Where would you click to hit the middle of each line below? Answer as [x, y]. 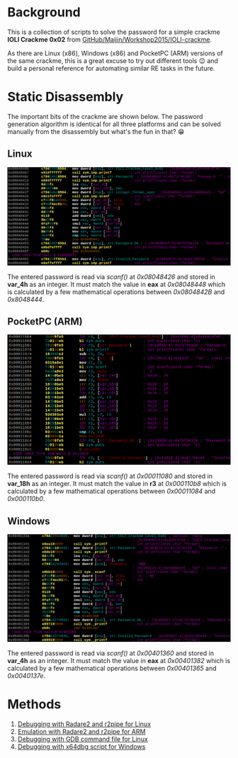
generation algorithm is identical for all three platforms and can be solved [114, 124]
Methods [34, 705]
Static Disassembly [66, 97]
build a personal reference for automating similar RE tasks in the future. [111, 68]
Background [44, 12]
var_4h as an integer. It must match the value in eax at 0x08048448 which [117, 284]
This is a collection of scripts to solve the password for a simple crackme [114, 32]
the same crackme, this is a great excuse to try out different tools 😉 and [113, 60]
